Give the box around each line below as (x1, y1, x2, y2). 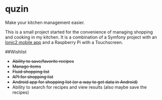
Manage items (12, 63, 41, 69)
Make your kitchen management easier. (5, 20, 85, 25)
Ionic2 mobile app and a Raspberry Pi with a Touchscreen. (5, 39, 123, 45)
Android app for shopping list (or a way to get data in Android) (12, 79, 138, 85)
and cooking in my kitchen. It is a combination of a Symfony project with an (5, 34, 157, 40)
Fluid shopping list (12, 68, 50, 74)
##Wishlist (5, 49, 27, 55)
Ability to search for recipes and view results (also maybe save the (12, 84, 147, 90)
